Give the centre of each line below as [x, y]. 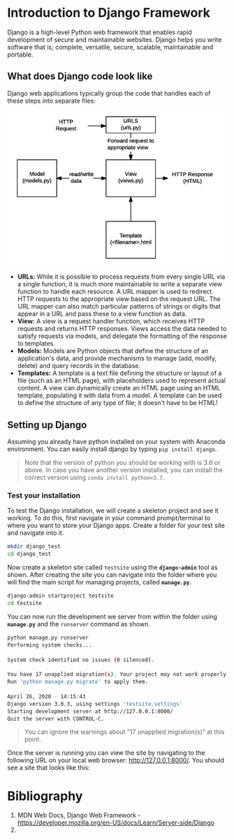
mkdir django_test [34, 547]
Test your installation [44, 496]
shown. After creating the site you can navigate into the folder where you [112, 575]
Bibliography [45, 796]
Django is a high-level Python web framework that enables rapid [100, 32]
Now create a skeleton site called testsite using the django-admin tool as [112, 568]
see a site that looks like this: [49, 768]
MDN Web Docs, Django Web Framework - [79, 816]
